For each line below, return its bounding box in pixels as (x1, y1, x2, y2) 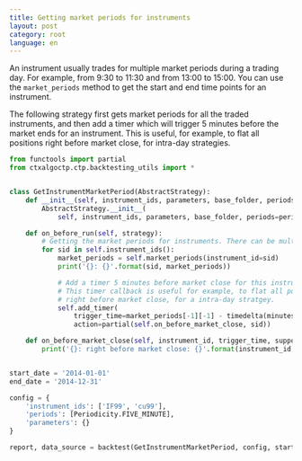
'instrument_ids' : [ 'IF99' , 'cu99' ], (25, 402, 167, 411)
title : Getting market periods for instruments (9, 13, 191, 22)
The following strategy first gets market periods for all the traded (9, 109, 249, 120)
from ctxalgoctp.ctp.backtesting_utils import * (9, 164, 195, 173)
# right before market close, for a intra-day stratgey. (57, 295, 276, 304)
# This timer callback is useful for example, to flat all (57, 287, 283, 296)
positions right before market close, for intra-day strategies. (9, 137, 231, 148)
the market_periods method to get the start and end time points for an (9, 82, 267, 93)
